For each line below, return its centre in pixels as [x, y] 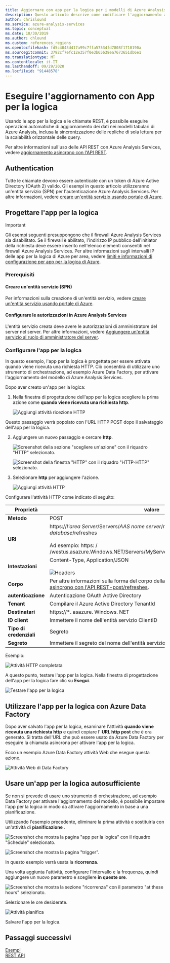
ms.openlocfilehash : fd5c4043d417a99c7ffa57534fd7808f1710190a [73, 48]
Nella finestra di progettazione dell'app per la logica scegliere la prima [86, 397]
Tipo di [16, 628]
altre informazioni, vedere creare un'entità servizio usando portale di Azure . [84, 197]
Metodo [17, 518]
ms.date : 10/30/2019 [27, 33]
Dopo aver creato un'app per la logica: [45, 387]
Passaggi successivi [38, 938]
